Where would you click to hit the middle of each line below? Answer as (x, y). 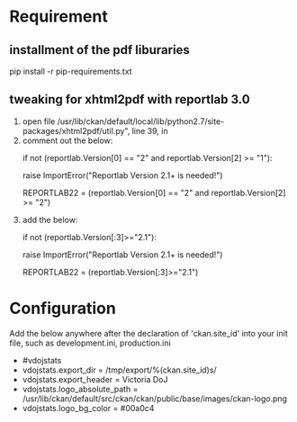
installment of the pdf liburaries (100, 50)
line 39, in (150, 130)
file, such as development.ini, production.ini (90, 343)
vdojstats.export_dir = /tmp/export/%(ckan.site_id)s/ (120, 370)
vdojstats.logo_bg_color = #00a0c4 (88, 408)
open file (39, 121)
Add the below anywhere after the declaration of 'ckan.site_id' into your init (148, 333)
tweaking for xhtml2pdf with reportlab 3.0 (130, 99)
